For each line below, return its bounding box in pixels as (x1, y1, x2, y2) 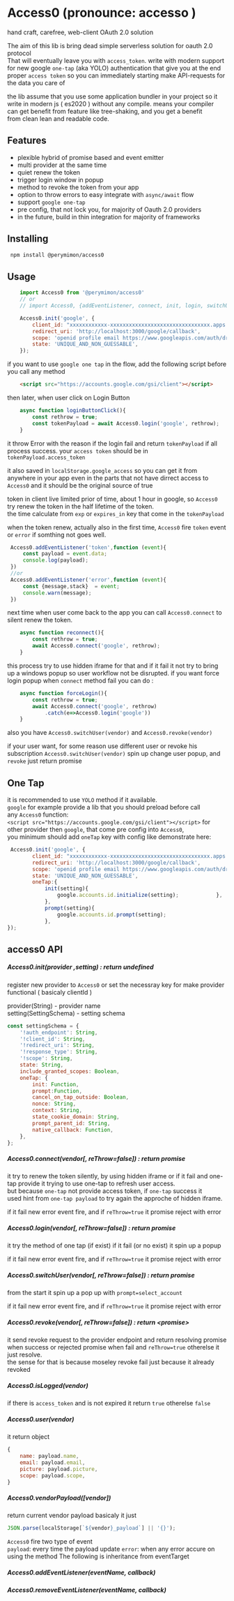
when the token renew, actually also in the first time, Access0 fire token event (7, 522, 226, 532)
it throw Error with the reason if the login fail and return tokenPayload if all (7, 439, 218, 448)
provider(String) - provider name (7, 1001, 101, 1010)
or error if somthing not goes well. (7, 530, 107, 539)
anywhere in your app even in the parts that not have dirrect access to (7, 474, 209, 482)
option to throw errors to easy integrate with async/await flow (17, 190, 194, 198)
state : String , (19, 1062, 64, 1069)
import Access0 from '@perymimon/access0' (19, 289, 145, 296)
